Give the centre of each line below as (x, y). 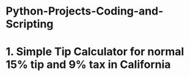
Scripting (30, 24)
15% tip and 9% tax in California (88, 65)
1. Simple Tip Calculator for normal (95, 52)
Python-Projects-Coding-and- (85, 11)
